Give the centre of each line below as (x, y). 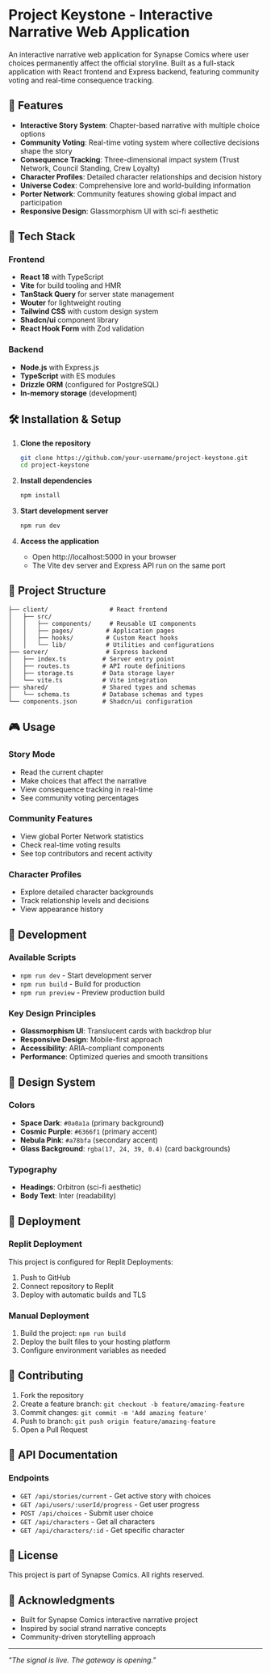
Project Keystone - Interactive (111, 15)
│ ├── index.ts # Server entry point (92, 659)
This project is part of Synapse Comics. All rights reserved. (106, 1575)
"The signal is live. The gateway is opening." (82, 1660)
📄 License (33, 1555)
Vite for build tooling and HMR (71, 285)
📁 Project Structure (57, 591)
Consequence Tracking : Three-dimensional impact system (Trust (129, 159)
